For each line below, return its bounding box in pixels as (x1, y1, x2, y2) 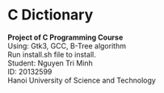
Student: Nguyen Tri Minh (7, 58, 94, 68)
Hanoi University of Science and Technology (7, 75, 157, 85)
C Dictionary (7, 6, 94, 24)
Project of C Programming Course (7, 32, 124, 42)
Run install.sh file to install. (7, 49, 96, 59)
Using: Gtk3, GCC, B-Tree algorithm (7, 40, 127, 50)
